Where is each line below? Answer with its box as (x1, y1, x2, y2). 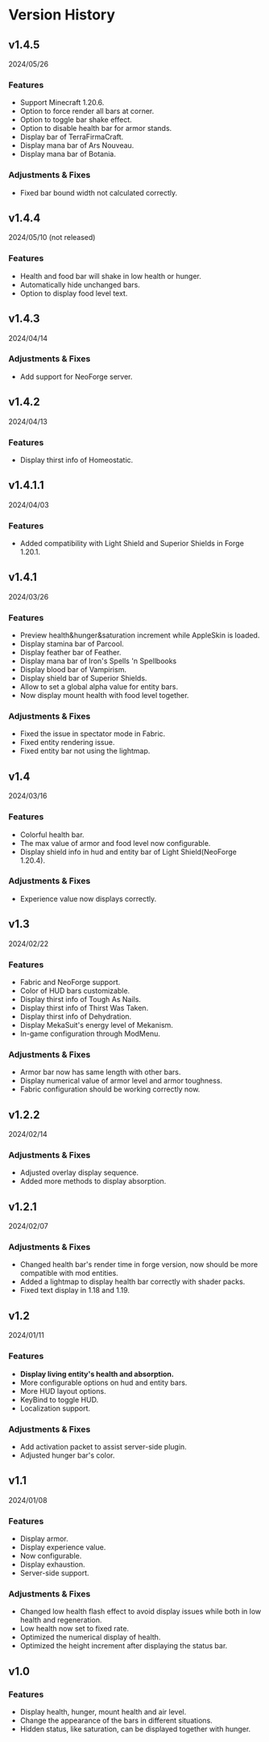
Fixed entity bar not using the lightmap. (19, 746, 151, 756)
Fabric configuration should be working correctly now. (19, 1084, 201, 1094)
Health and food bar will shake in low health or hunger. (19, 271, 201, 280)
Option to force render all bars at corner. (19, 107, 155, 116)
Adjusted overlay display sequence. (19, 1168, 139, 1177)
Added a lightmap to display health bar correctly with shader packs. (19, 1277, 246, 1286)
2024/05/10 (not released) (8, 233, 96, 242)
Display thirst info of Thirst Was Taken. (19, 1003, 149, 1012)
